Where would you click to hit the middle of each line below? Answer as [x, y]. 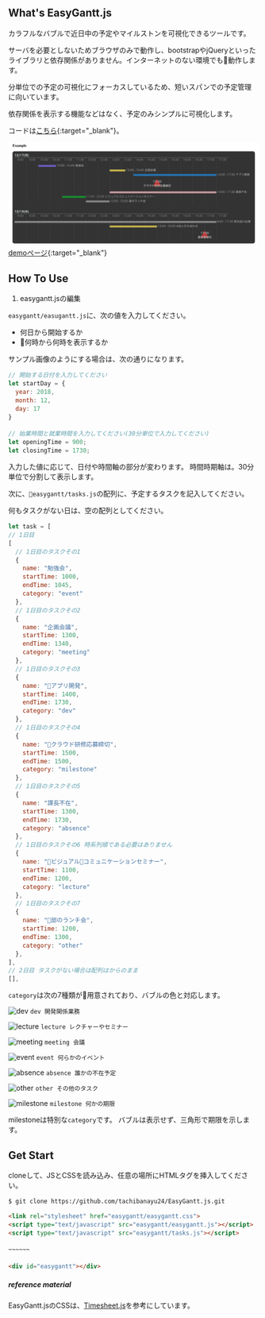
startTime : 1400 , [51, 694]
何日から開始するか [51, 332]
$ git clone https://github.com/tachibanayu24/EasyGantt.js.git [117, 1201]
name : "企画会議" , [50, 627]
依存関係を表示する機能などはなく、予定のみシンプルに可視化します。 [123, 114]
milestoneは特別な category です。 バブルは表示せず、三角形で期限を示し [126, 1120]
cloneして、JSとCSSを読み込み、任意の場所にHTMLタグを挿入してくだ [125, 1175]
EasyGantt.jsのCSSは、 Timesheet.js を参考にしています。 [101, 1305]
